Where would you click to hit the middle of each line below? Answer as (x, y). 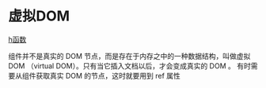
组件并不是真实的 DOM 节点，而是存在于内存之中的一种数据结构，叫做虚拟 (129, 56)
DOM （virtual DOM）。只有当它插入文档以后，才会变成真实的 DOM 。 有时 (129, 66)
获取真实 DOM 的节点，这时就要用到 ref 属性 (108, 75)
